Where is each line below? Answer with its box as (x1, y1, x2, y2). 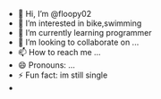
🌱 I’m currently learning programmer (17, 28, 152, 37)
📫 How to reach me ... (17, 47, 101, 57)
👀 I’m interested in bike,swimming (17, 18, 142, 29)
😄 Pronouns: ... (17, 60, 76, 70)
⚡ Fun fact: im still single (17, 70, 108, 80)
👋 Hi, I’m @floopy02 (17, 9, 92, 19)
